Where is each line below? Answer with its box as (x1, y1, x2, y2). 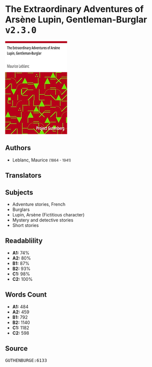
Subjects (5, 188, 33, 197)
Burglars (12, 207, 30, 212)
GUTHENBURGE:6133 (5, 358, 47, 364)
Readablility (5, 237, 43, 245)
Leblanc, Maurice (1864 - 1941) (12, 157, 71, 163)
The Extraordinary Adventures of (5, 3, 144, 15)
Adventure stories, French (12, 201, 66, 207)
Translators (5, 171, 42, 180)
